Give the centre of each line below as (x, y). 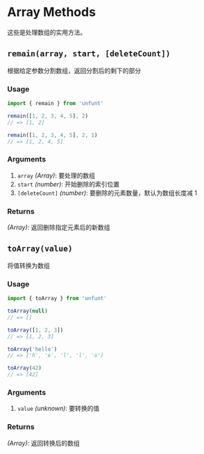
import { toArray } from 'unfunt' (57, 299)
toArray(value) (40, 249)
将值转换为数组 (28, 265)
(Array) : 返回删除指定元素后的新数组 (59, 228)
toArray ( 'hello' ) (32, 349)
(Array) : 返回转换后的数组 (43, 443)
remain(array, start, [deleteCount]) (89, 54)
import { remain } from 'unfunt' (56, 104)
